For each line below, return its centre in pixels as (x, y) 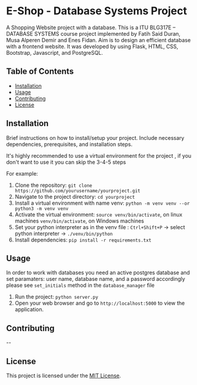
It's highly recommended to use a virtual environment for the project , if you (99, 155)
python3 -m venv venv (41, 209)
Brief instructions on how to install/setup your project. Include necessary (95, 137)
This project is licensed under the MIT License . (64, 375)
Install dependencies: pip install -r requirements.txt (83, 240)
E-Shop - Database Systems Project (97, 11)
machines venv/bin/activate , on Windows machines (79, 221)
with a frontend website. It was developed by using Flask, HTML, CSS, (92, 46)
